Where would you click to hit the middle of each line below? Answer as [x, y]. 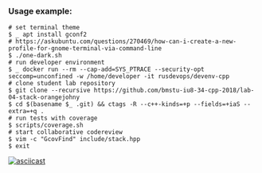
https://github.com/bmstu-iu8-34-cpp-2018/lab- [174, 90]
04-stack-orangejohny [44, 97]
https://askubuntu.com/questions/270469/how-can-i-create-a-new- [126, 41]
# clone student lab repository [62, 84]
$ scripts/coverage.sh [46, 125]
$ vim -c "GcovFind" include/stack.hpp [74, 140]
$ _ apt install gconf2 [48, 35]
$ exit [19, 146]
